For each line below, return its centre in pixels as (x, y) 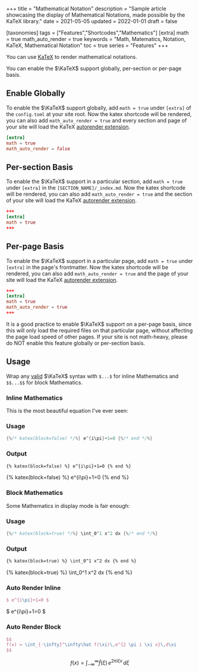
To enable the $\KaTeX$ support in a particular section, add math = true (94, 181)
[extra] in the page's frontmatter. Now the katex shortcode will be (87, 267)
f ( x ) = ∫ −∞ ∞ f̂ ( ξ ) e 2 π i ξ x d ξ (100, 663)
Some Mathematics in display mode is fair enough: (68, 505)
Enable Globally (36, 94)
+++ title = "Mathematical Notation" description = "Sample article (86, 9)
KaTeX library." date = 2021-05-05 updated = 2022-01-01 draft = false (92, 21)
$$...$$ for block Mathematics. (45, 382)
